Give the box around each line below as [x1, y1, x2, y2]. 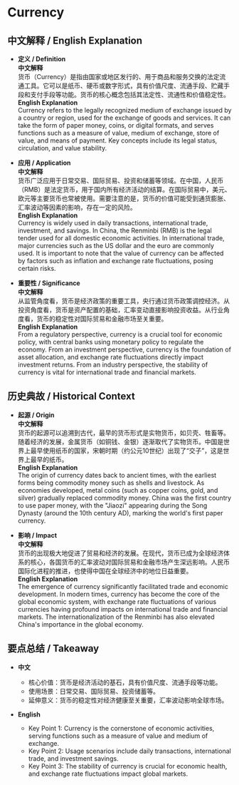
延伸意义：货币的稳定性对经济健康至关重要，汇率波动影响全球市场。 [28, 696, 228, 704]
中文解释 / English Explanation [7, 34, 143, 46]
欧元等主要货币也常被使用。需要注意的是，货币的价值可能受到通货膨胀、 [17, 194, 230, 202]
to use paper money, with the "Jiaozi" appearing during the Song [17, 501, 208, 510]
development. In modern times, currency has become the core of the [17, 590, 221, 598]
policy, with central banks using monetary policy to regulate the [17, 338, 204, 346]
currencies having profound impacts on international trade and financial [17, 605, 228, 613]
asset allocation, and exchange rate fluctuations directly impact [17, 353, 204, 361]
